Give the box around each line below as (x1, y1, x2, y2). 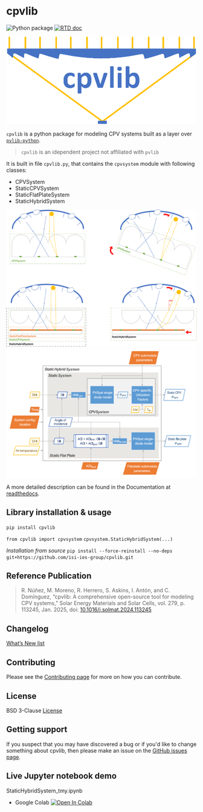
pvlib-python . (6, 137, 40, 144)
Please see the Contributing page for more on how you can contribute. (6, 673, 182, 681)
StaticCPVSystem (14, 185, 59, 192)
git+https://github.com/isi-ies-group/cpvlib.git (6, 554, 134, 560)
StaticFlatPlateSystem (14, 191, 70, 198)
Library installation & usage (6, 507, 112, 518)
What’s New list (6, 640, 45, 647)
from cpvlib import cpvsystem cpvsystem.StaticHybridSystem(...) (6, 536, 173, 542)
